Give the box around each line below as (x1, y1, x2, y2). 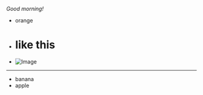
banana (14, 75, 34, 82)
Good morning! (6, 5, 44, 12)
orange (14, 17, 33, 24)
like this (14, 38, 56, 52)
